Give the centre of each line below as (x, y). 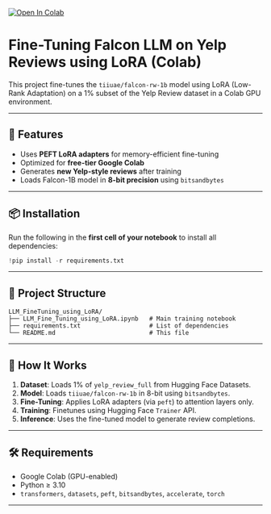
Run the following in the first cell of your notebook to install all (113, 237)
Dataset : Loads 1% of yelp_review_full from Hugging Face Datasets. (135, 385)
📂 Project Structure (57, 293)
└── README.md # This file (99, 333)
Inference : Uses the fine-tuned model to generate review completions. (138, 419)
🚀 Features (36, 134)
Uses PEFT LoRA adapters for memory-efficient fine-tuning (119, 154)
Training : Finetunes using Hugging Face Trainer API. (108, 411)
